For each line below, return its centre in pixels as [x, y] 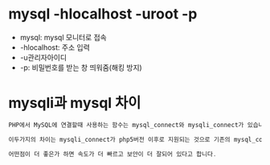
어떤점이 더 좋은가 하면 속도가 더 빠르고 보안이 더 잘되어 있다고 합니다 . [112, 154]
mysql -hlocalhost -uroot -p [103, 14]
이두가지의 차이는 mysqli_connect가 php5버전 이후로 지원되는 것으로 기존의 [119, 139]
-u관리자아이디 [43, 57]
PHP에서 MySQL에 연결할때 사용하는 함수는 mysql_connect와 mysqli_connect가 [126, 125]
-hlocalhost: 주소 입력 [55, 47]
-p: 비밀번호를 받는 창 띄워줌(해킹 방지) [81, 67]
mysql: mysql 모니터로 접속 [63, 37]
